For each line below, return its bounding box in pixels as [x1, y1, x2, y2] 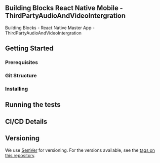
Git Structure [5, 72, 37, 79]
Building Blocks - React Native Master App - [5, 25, 95, 31]
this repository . [5, 152, 36, 158]
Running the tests [5, 100, 61, 109]
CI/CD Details [5, 117, 48, 126]
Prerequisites [5, 59, 38, 66]
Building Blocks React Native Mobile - [5, 4, 123, 12]
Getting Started [5, 44, 54, 53]
